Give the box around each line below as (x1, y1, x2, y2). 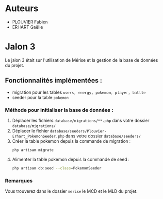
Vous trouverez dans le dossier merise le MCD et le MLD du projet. (5, 188, 138, 194)
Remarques (5, 177, 33, 184)
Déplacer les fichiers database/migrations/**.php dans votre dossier (12, 117, 149, 123)
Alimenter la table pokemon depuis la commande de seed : (12, 156, 130, 162)
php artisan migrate (12, 148, 54, 152)
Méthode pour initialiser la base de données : (5, 106, 114, 113)
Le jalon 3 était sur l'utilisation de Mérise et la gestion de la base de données (5, 57, 158, 63)
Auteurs (5, 3, 39, 14)
